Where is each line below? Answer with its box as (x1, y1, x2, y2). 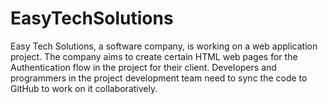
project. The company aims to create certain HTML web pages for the (10, 50, 298, 62)
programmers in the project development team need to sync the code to (10, 72, 308, 84)
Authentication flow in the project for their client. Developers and (10, 61, 277, 73)
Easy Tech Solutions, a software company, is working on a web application (10, 40, 318, 52)
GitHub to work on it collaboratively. (10, 82, 158, 94)
